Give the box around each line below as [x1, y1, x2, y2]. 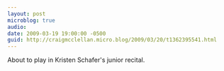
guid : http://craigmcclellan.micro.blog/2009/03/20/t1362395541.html [7, 37, 218, 44]
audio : [7, 23, 27, 30]
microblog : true [7, 17, 55, 24]
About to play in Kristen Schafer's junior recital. [7, 56, 145, 64]
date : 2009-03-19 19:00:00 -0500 [7, 30, 106, 37]
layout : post [7, 10, 46, 18]
